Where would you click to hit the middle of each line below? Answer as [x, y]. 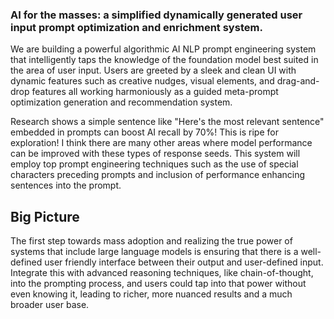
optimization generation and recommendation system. [121, 102]
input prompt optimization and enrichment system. [136, 27]
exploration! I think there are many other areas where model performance [161, 143]
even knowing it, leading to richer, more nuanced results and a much [151, 294]
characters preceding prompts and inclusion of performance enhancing [158, 175]
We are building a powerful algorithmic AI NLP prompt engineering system [163, 49]
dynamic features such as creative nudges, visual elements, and [142, 81]
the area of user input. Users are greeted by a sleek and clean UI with [153, 70]
